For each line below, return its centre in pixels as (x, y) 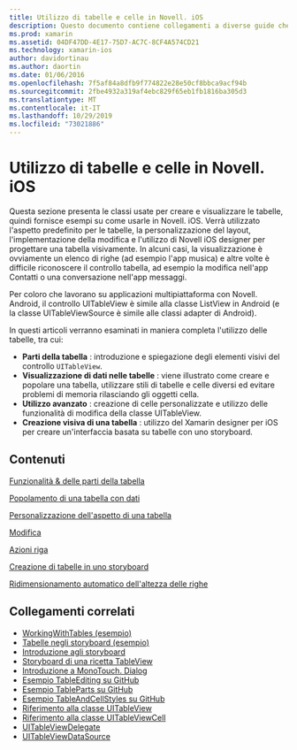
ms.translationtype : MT (53, 99)
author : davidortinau (49, 58)
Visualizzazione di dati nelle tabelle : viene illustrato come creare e (145, 375)
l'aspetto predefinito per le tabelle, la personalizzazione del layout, (130, 230)
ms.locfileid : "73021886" (57, 125)
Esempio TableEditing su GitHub (80, 680)
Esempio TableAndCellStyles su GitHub (93, 699)
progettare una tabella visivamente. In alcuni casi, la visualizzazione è (136, 249)
